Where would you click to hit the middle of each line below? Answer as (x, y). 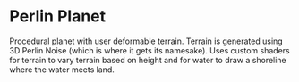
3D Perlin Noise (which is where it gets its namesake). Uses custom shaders (149, 50)
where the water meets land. (62, 70)
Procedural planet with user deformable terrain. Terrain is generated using (146, 41)
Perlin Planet (58, 16)
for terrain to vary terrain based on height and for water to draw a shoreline (148, 60)
